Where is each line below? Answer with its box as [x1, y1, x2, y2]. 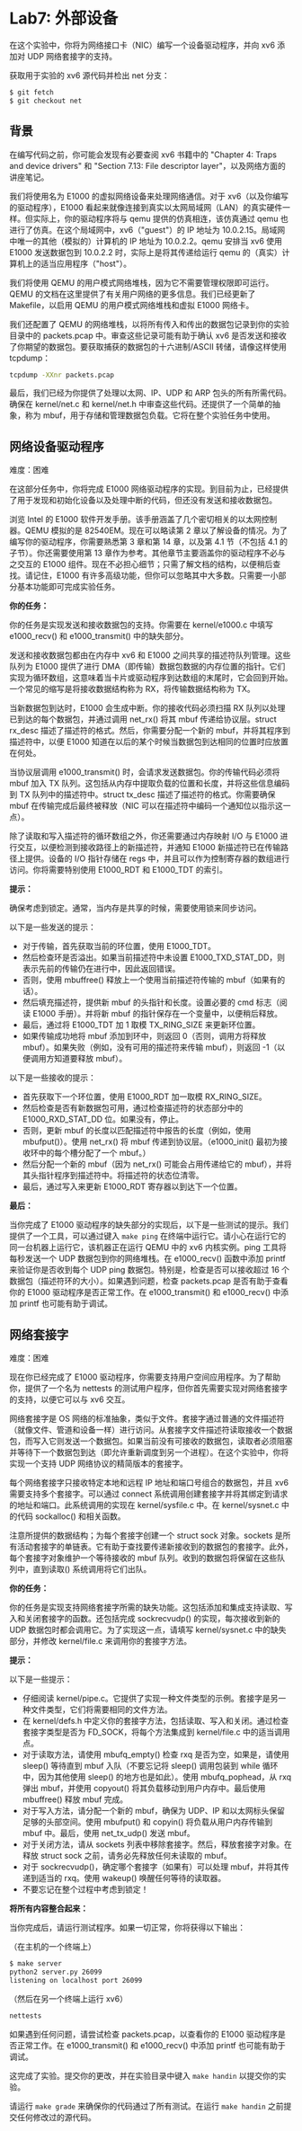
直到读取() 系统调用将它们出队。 [32, 1564, 152, 1574]
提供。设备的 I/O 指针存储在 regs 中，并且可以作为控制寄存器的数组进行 [24, 853, 290, 864]
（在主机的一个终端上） [9, 1941, 96, 1951]
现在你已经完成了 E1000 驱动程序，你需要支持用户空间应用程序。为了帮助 [9, 1372, 281, 1382]
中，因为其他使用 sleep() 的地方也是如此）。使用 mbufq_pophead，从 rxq [22, 1771, 292, 1782]
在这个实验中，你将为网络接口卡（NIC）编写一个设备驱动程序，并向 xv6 [9, 40, 276, 50]
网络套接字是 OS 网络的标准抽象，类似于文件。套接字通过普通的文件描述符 [9, 1413, 285, 1424]
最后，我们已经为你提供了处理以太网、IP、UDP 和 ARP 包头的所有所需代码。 [9, 387, 292, 398]
